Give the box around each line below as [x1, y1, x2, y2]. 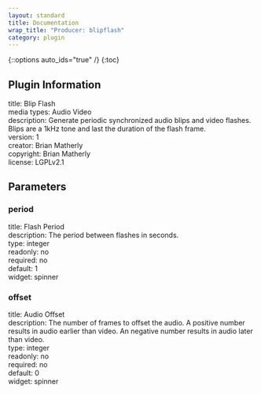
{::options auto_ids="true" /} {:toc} [8, 55, 120, 65]
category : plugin [8, 33, 65, 42]
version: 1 [8, 132, 39, 142]
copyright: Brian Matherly [8, 149, 91, 158]
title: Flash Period [8, 221, 64, 231]
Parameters [8, 180, 67, 194]
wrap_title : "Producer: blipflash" [8, 26, 125, 34]
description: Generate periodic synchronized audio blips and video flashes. [8, 116, 252, 125]
